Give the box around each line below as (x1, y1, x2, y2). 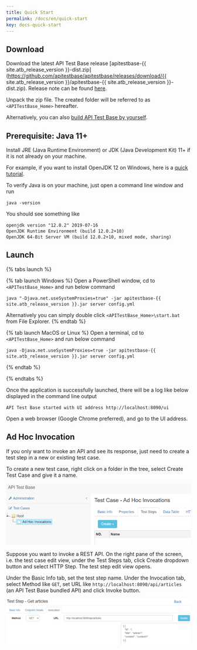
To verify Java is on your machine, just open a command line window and (6, 182, 184, 188)
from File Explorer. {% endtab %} (6, 318, 86, 325)
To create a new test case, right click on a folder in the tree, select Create (6, 465, 184, 472)
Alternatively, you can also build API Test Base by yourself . (6, 114, 148, 121)
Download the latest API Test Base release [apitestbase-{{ (6, 60, 147, 67)
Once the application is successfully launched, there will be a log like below (6, 386, 189, 393)
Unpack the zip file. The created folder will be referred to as (6, 96, 151, 103)
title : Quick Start (6, 9, 54, 15)
